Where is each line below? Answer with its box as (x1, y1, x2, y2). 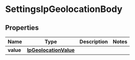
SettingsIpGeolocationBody (5, 3, 122, 15)
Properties (5, 23, 39, 32)
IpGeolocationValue (26, 46, 75, 53)
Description (79, 38, 108, 45)
